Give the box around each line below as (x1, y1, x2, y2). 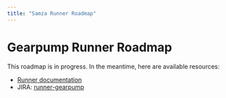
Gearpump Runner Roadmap (7, 39, 173, 55)
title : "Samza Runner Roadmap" (7, 10, 97, 17)
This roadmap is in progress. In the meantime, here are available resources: (7, 62, 221, 71)
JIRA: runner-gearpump (16, 83, 84, 91)
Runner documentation (16, 75, 82, 84)
